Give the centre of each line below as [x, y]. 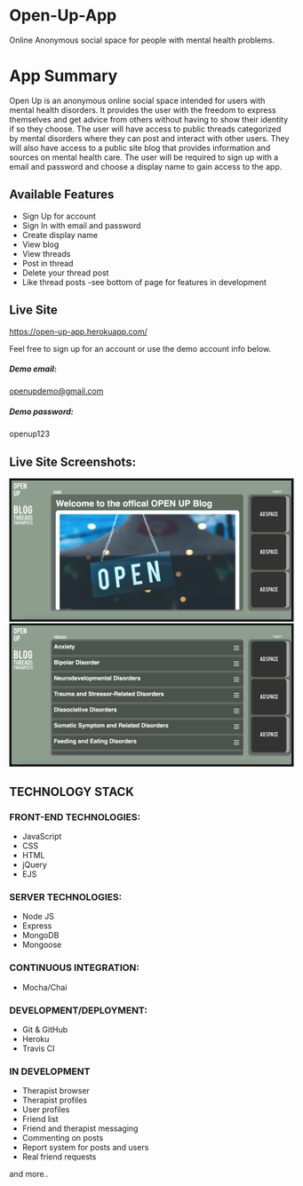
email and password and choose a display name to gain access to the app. [146, 166]
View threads [46, 253]
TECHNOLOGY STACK [72, 792]
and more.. [29, 1174]
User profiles [46, 1110]
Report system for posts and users [85, 1148]
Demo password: [41, 412]
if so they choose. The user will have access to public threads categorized [145, 129]
